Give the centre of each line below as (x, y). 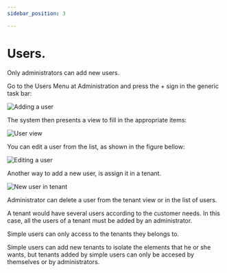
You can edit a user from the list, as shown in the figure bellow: (96, 146)
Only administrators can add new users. (63, 72)
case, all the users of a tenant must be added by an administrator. (100, 220)
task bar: (20, 93)
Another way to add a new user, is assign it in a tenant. (84, 173)
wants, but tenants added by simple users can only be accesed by (100, 254)
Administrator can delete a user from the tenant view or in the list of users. (112, 199)
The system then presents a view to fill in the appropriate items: (97, 120)
